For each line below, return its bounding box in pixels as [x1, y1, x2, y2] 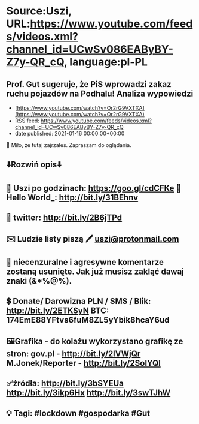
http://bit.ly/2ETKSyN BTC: [6, 306, 109, 316]
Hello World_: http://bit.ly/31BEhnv [6, 192, 139, 202]
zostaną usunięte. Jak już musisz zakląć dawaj [6, 266, 184, 276]
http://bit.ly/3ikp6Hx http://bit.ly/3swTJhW [6, 388, 171, 398]
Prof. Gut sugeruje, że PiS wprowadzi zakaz [6, 79, 172, 89]
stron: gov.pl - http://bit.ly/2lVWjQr [6, 348, 141, 359]
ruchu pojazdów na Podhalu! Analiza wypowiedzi [6, 88, 194, 98]
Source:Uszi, [6, 4, 72, 18]
